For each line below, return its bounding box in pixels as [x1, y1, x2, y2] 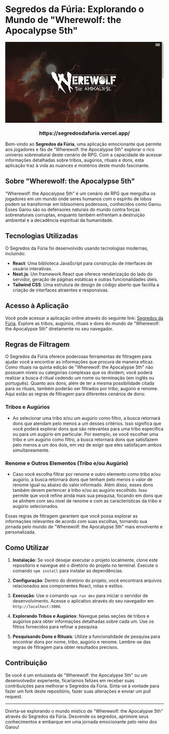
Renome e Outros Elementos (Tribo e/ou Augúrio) [5, 460, 128, 467]
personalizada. [5, 529, 36, 535]
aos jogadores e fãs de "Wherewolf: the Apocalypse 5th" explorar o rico [5, 146, 155, 153]
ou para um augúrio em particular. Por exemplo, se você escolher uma [12, 431, 158, 437]
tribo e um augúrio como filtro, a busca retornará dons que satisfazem [12, 436, 158, 443]
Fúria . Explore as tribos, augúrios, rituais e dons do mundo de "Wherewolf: [5, 320, 160, 326]
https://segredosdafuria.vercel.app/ [39, 129, 130, 136]
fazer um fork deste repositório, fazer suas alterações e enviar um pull [5, 688, 151, 694]
